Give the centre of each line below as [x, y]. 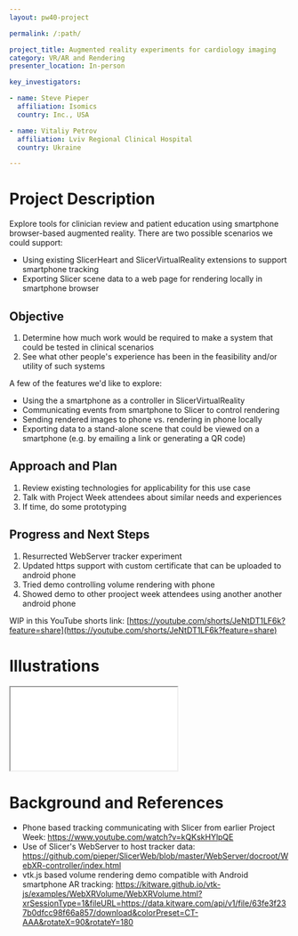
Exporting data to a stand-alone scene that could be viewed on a [141, 429]
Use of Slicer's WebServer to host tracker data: [109, 846]
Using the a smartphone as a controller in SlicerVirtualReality [133, 400]
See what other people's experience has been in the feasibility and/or [149, 356]
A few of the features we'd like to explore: [86, 383]
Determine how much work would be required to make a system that [147, 338]
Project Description [82, 199]
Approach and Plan [63, 467]
